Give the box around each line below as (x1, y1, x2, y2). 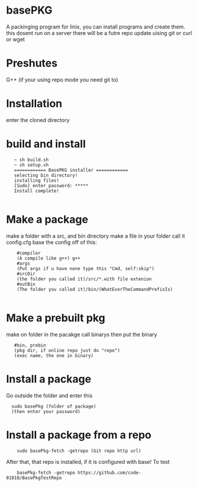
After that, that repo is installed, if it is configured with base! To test (6, 458, 170, 465)
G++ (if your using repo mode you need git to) (6, 76, 118, 83)
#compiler (17, 250, 41, 256)
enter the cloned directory (6, 116, 70, 123)
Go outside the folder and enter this (6, 392, 93, 399)
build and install (6, 137, 86, 150)
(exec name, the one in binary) (14, 353, 94, 358)
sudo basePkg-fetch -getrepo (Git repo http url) (17, 448, 142, 454)
